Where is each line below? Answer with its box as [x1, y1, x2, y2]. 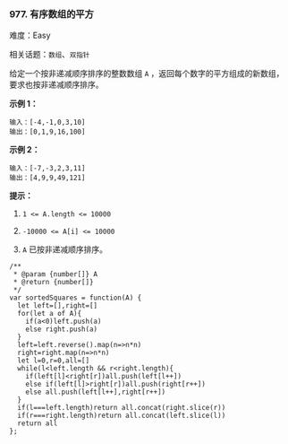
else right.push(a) [25, 325, 98, 334]
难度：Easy [9, 30, 51, 41]
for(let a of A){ [17, 309, 82, 318]
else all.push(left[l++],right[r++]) [25, 387, 166, 396]
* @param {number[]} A [13, 270, 98, 279]
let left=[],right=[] [17, 301, 98, 310]
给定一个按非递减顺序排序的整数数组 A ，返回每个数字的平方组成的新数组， [9, 68, 284, 79]
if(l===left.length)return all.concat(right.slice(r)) [17, 404, 226, 413]
